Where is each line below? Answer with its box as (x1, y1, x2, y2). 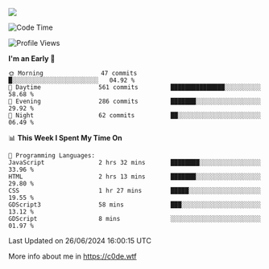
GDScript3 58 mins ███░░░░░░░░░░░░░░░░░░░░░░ (8, 201, 262, 209)
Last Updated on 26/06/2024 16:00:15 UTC (8, 236, 151, 245)
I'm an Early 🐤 (8, 54, 56, 63)
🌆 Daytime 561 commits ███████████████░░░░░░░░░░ (8, 84, 262, 92)
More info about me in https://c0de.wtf (8, 251, 137, 261)
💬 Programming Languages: (8, 152, 95, 160)
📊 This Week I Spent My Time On (8, 133, 122, 142)
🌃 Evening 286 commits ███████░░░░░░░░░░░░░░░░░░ (8, 97, 262, 105)
